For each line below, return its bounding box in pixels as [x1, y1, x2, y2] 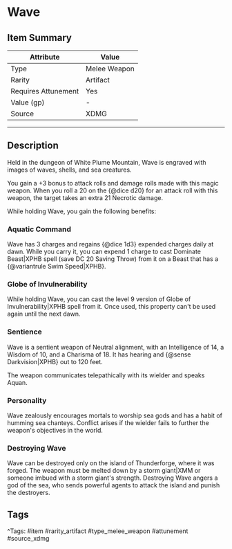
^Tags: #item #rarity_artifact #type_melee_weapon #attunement [7, 527, 188, 535]
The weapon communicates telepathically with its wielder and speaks [7, 371, 205, 379]
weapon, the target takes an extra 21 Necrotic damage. [7, 193, 164, 201]
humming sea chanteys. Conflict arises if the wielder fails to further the [7, 419, 209, 426]
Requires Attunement [10, 87, 79, 96]
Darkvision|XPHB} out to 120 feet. [7, 357, 104, 366]
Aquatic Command [7, 224, 71, 234]
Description [7, 140, 59, 152]
